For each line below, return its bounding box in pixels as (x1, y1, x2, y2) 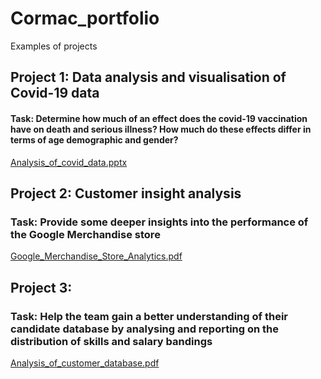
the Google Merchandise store (10, 227, 161, 241)
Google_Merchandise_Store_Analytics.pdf (10, 250, 183, 262)
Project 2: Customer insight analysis (10, 185, 242, 202)
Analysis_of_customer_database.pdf (10, 357, 160, 369)
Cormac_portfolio (10, 7, 160, 30)
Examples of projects (10, 40, 98, 52)
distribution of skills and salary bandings (10, 334, 213, 348)
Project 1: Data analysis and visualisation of (10, 69, 287, 86)
